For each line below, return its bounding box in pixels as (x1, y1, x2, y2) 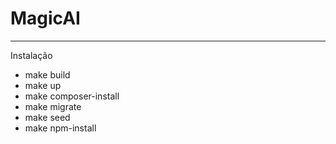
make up (24, 79, 62, 91)
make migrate (24, 100, 82, 112)
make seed (24, 111, 71, 123)
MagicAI (10, 7, 81, 30)
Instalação (10, 49, 53, 61)
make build (24, 68, 71, 81)
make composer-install (24, 90, 120, 102)
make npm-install (24, 122, 97, 134)
